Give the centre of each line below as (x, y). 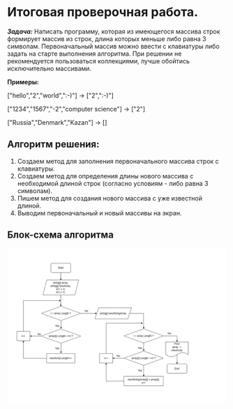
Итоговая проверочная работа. (103, 12)
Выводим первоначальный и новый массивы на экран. (99, 213)
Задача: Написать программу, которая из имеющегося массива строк (114, 31)
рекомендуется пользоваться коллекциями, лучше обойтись (99, 61)
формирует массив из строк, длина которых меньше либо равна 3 (107, 38)
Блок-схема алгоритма (60, 235)
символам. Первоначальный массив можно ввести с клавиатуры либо (113, 46)
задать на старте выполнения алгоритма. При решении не (95, 54)
